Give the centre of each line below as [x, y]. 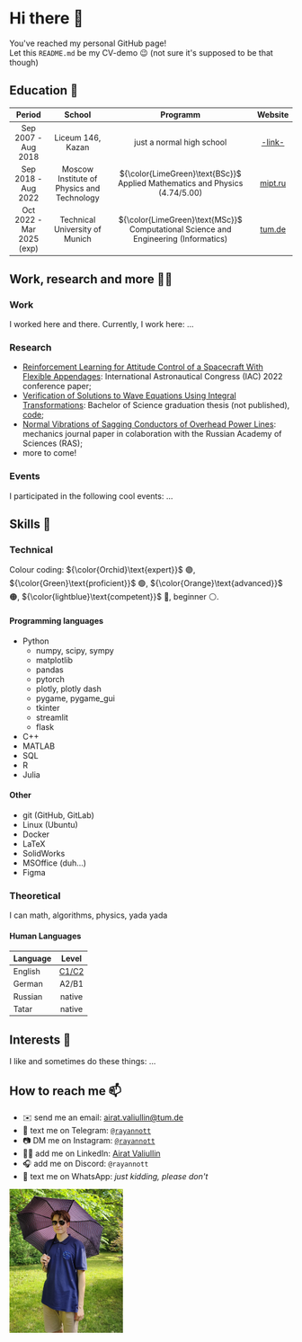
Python [36, 641]
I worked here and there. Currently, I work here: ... [102, 324]
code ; [33, 415]
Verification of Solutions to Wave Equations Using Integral [129, 395]
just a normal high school [181, 142]
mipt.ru [273, 183]
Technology [78, 198]
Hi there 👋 [46, 18]
